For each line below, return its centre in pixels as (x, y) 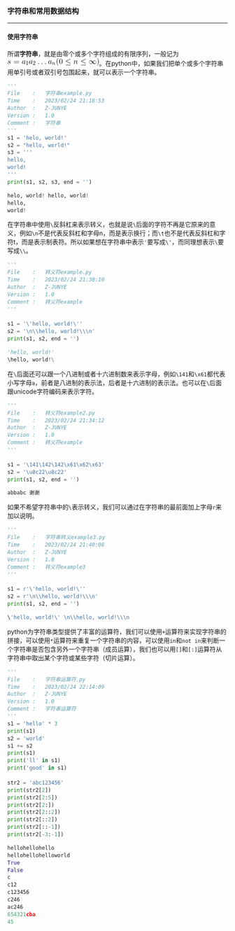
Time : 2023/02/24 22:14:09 (56, 687)
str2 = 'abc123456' (36, 783)
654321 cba (22, 914)
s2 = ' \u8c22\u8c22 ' (37, 472)
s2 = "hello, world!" (39, 145)
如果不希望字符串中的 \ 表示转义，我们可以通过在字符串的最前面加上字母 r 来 (115, 507)
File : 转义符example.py (50, 272)
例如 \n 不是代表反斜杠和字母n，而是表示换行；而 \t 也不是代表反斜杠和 (119, 233)
